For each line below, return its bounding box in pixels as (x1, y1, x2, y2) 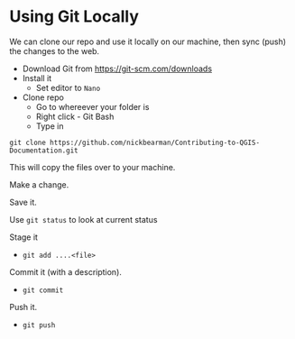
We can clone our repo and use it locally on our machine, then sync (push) (9, 36, 287, 47)
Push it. (9, 301, 38, 312)
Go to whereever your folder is (35, 101, 150, 112)
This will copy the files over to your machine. (9, 161, 176, 172)
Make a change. (9, 179, 69, 190)
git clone (9, 138, 47, 147)
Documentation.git (9, 146, 78, 155)
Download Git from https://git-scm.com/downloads (22, 63, 213, 74)
